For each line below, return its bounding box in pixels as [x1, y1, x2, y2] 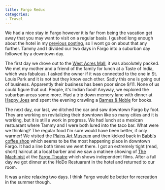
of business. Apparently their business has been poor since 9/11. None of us [5, 81, 160, 87]
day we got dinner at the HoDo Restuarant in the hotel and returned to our [5, 159, 155, 165]
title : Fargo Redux [5, 7, 45, 12]
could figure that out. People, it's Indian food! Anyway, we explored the [5, 87, 149, 93]
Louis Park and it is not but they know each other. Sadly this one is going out [5, 76, 161, 82]
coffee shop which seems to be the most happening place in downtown [5, 138, 150, 144]
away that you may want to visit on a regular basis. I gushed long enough [5, 35, 154, 41]
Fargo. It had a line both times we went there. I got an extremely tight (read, [5, 144, 158, 150]
